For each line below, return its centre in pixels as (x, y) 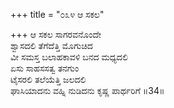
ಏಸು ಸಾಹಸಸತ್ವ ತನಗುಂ (45, 68)
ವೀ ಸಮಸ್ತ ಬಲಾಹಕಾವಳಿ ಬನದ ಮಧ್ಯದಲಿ (69, 57)
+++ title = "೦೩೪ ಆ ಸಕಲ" (57, 14)
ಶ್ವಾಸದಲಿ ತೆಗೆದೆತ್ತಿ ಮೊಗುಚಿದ (51, 45)
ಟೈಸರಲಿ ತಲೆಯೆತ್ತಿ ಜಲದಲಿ (48, 79)
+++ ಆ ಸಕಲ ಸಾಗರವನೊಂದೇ (56, 34)
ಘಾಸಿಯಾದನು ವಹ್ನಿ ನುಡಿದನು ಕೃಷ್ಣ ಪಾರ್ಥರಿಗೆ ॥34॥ (87, 90)
